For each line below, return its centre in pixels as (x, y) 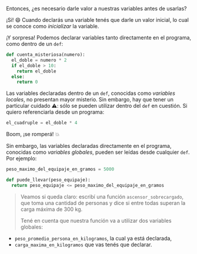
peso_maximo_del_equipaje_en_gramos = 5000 (60, 169)
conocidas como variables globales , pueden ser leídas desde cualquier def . (98, 152)
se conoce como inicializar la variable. (53, 26)
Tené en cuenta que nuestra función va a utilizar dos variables (96, 220)
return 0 (27, 82)
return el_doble (37, 71)
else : (18, 77)
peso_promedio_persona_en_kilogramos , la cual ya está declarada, (93, 238)
